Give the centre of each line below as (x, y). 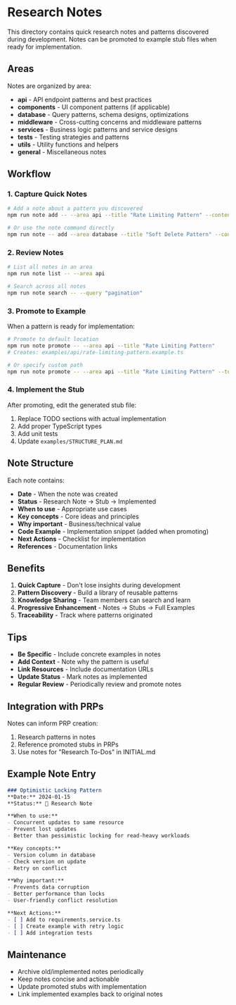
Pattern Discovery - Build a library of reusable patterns (97, 593)
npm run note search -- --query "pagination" (75, 293)
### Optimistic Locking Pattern (54, 790)
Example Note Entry (52, 774)
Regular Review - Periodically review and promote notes (99, 685)
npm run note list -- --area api (56, 274)
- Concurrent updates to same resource (66, 823)
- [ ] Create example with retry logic (66, 926)
